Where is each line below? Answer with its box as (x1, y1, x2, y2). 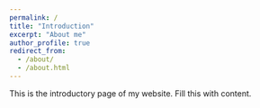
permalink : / (9, 13, 58, 22)
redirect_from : (9, 47, 67, 56)
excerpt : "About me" (9, 30, 87, 39)
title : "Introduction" (9, 22, 94, 31)
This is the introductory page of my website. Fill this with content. (9, 87, 252, 99)
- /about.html (17, 64, 70, 73)
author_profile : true (9, 38, 91, 48)
